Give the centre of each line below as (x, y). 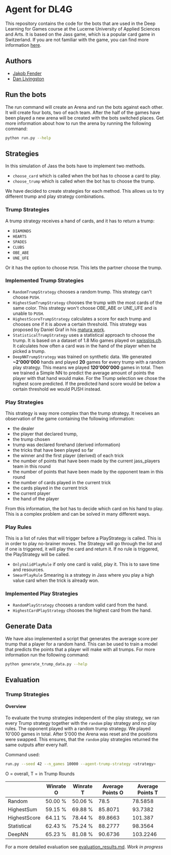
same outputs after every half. (37, 745)
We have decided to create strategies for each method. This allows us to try (85, 191)
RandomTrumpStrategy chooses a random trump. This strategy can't (82, 291)
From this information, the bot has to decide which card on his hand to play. (84, 509)
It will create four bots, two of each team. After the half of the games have (83, 112)
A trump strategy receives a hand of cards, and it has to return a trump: (80, 221)
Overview (16, 706)
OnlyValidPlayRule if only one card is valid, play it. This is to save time (86, 564)
